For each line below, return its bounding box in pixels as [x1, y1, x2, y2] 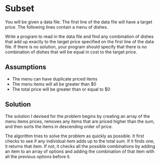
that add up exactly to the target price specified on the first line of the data [5, 38, 154, 44]
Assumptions [5, 63, 47, 71]
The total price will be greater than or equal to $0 [12, 86, 111, 92]
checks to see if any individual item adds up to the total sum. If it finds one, [5, 138, 155, 144]
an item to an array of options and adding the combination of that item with [5, 148, 155, 154]
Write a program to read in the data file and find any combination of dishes [5, 33, 154, 39]
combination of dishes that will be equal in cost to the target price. [5, 49, 137, 55]
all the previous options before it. [5, 153, 71, 159]
